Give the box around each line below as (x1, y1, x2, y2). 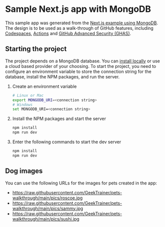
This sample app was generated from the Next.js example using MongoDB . (5, 20, 159, 26)
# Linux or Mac (12, 93, 44, 98)
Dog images (5, 167, 43, 175)
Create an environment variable (12, 83, 77, 89)
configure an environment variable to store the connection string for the (5, 68, 152, 74)
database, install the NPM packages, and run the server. (5, 73, 120, 80)
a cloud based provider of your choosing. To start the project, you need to (5, 63, 156, 69)
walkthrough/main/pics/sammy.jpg (12, 205, 83, 211)
